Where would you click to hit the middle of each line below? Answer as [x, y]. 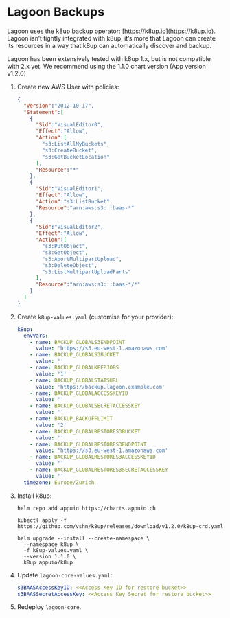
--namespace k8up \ [51, 544]
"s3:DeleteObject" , [70, 265]
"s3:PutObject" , [65, 247]
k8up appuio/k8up [48, 562]
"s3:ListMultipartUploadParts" [87, 272]
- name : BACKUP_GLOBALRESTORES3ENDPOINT [88, 444]
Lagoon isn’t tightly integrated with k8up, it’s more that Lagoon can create [112, 38]
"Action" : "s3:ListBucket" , [74, 201]
